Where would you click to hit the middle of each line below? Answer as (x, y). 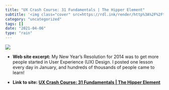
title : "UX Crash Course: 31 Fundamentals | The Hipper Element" (75, 10)
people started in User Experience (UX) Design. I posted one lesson (83, 62)
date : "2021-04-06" (26, 28)
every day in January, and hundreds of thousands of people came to (83, 67)
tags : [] (14, 24)
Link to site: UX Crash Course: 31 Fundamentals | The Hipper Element (87, 82)
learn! (19, 72)
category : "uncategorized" (33, 19)
